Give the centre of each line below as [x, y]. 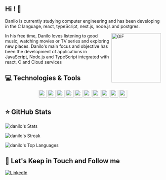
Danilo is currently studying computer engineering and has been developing [83, 21]
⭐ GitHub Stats [28, 112]
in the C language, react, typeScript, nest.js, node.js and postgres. [72, 26]
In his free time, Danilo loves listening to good [51, 36]
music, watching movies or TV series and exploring [57, 41]
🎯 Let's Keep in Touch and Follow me [62, 161]
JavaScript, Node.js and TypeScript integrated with [57, 57]
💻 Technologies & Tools [43, 78]
